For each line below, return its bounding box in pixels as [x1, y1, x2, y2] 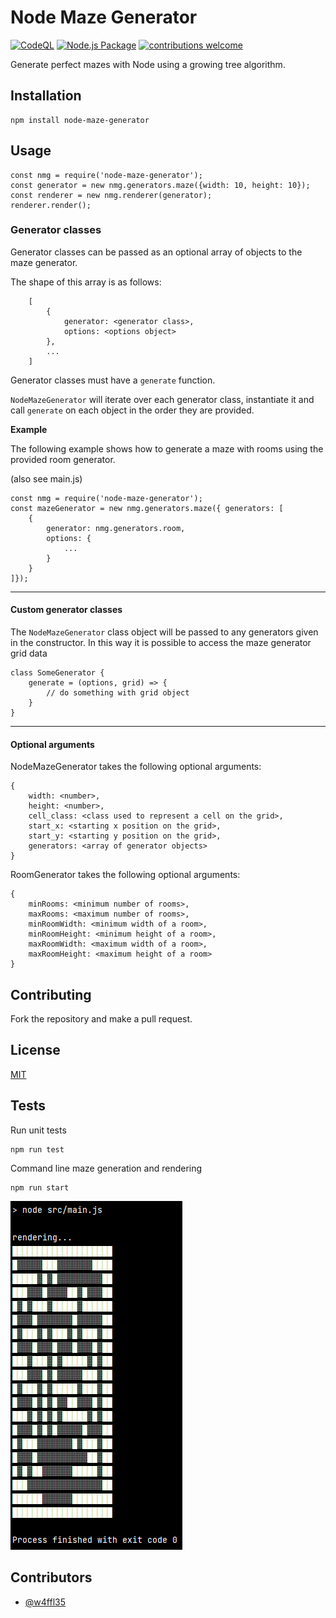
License [10, 1042, 61, 1059]
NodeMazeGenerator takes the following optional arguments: [10, 761, 262, 773]
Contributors [10, 1569, 93, 1586]
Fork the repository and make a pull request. [10, 1013, 193, 1025]
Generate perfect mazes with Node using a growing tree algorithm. [10, 58, 286, 70]
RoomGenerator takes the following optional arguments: [10, 869, 241, 881]
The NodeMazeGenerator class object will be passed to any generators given [10, 626, 319, 638]
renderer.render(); [10, 200, 92, 210]
